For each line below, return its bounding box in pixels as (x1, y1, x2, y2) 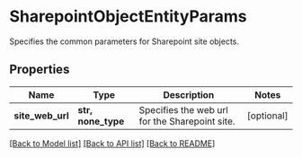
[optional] (246, 109, 289, 122)
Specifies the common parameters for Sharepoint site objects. (9, 36, 240, 47)
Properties (9, 62, 70, 77)
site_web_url (13, 109, 69, 122)
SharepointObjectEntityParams (9, 6, 247, 27)
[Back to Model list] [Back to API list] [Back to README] (9, 137, 216, 149)
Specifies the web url (138, 103, 229, 116)
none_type (77, 115, 125, 127)
